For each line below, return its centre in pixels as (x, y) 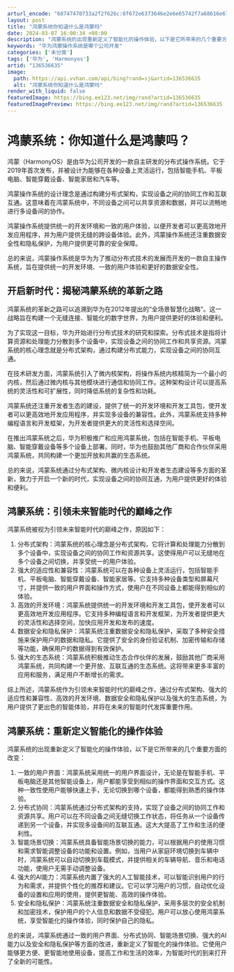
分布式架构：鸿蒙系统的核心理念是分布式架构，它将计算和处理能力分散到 (121, 544)
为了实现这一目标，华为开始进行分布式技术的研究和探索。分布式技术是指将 (114, 332)
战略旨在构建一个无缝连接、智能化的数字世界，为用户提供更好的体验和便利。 (117, 318)
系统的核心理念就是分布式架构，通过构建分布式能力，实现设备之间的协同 (111, 350)
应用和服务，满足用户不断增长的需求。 (72, 675)
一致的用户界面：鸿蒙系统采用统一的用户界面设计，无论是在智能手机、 (118, 773)
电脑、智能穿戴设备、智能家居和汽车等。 (65, 179)
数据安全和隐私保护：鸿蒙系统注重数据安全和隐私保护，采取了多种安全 (118, 632)
